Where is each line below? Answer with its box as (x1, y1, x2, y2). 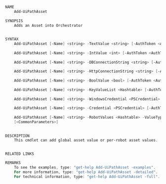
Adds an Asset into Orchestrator (14, 23, 83, 28)
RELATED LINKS (5, 151, 35, 156)
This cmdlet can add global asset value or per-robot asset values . (14, 138, 158, 143)
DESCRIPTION (5, 133, 30, 138)
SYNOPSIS (5, 18, 23, 23)
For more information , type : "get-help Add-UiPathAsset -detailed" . (14, 169, 158, 175)
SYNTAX (5, 37, 19, 42)
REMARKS (5, 160, 21, 165)
